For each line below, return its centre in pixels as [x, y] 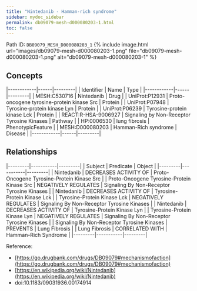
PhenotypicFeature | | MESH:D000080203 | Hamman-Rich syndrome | [92, 128]
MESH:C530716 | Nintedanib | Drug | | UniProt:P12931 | [102, 96]
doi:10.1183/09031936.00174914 [53, 282]
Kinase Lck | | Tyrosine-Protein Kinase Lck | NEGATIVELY [94, 197]
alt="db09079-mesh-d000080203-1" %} [107, 57]
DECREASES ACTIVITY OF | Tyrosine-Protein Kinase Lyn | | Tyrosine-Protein [98, 210]
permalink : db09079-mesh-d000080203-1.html [60, 22]
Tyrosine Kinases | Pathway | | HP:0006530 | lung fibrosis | [78, 121]
